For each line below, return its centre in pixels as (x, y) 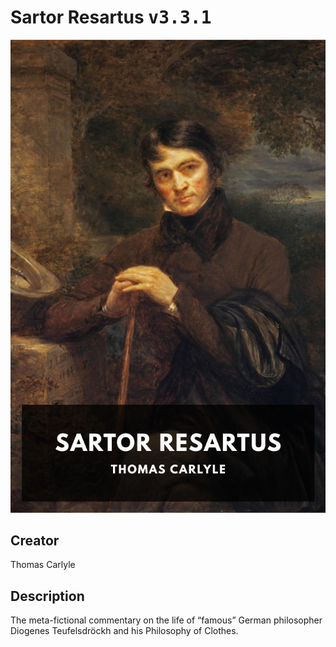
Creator (35, 541)
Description (47, 596)
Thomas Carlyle (43, 565)
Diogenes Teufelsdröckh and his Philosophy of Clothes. (124, 631)
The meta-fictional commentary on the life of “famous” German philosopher (166, 620)
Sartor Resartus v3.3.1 (111, 17)
